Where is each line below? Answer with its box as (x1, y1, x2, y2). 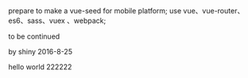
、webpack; (66, 16, 107, 25)
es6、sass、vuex (8, 16, 65, 25)
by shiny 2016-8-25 (8, 47, 73, 56)
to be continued (8, 32, 60, 41)
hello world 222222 (8, 62, 72, 72)
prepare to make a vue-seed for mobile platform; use (8, 6, 182, 15)
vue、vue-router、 (183, 6, 245, 15)
